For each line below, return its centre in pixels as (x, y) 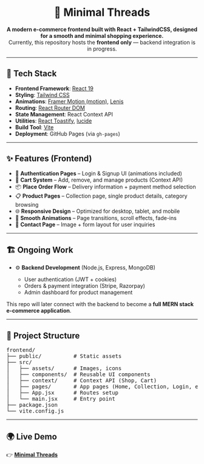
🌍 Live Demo (32, 436)
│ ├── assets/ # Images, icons (64, 369)
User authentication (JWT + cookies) (70, 279)
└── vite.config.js (35, 411)
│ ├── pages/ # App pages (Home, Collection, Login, (99, 387)
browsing (27, 204)
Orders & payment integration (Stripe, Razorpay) (85, 286)
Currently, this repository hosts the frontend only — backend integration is (102, 42)
